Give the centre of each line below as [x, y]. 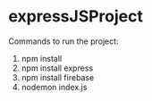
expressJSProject [76, 17]
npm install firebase [58, 77]
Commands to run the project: [63, 41]
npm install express [57, 68]
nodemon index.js [54, 87]
